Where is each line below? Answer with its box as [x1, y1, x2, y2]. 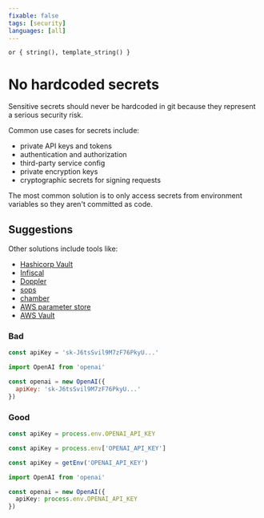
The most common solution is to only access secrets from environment [8, 191, 242, 200]
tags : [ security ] [8, 19, 66, 27]
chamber [19, 293, 50, 303]
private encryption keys [19, 167, 98, 176]
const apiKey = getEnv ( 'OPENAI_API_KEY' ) [8, 459, 149, 467]
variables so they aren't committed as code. [8, 200, 154, 209]
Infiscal [19, 268, 45, 277]
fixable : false [8, 11, 59, 20]
